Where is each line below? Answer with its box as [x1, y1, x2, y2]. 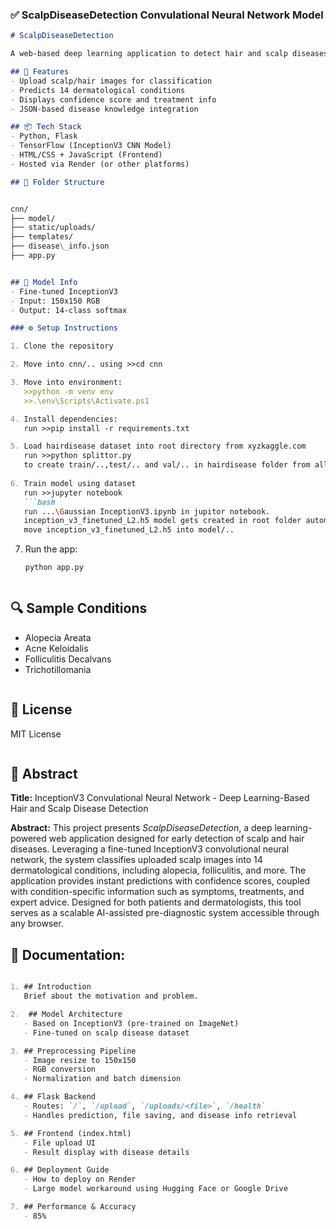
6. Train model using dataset [10, 478, 137, 488]
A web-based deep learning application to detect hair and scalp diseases [10, 49, 329, 59]
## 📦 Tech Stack [10, 122, 82, 132]
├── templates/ [10, 232, 74, 242]
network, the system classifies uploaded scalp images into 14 [10, 854, 263, 866]
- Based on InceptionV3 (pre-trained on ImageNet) [23, 1018, 240, 1028]
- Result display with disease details [23, 1147, 190, 1157]
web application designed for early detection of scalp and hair [48, 833, 305, 845]
